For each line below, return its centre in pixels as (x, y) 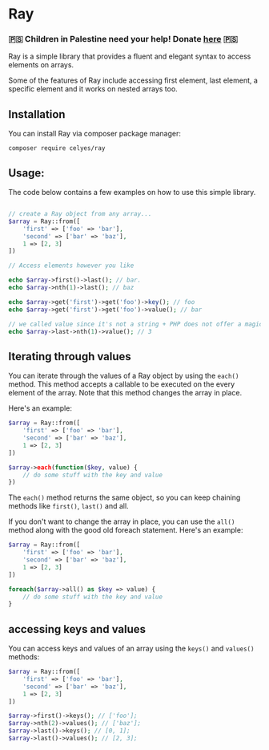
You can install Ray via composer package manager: (95, 134)
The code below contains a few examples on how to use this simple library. (132, 193)
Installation (37, 114)
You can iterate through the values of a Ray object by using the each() (124, 376)
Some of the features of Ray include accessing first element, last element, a (133, 80)
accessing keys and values (77, 629)
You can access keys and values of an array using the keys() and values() (131, 649)
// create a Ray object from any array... (80, 214)
